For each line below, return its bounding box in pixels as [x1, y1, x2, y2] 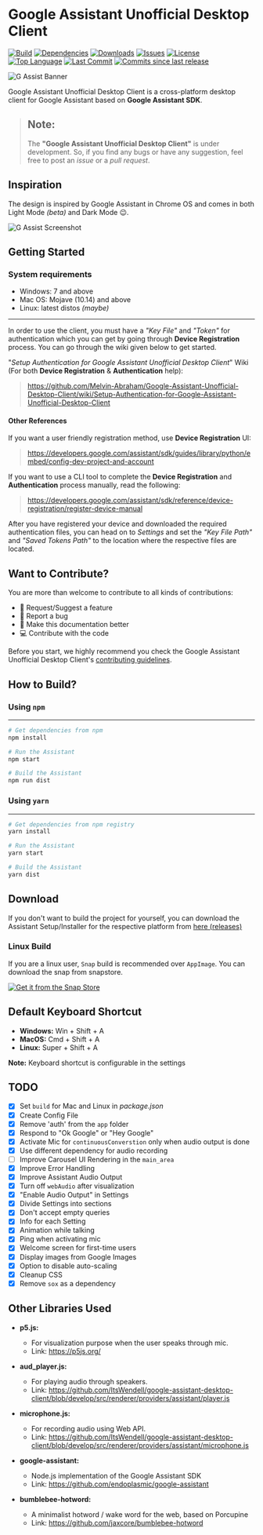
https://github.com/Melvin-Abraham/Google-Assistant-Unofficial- [27, 381, 239, 391]
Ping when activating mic [19, 1234, 101, 1244]
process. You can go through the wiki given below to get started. [8, 343, 217, 352]
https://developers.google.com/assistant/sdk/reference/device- [27, 496, 233, 505]
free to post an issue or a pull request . [27, 155, 150, 165]
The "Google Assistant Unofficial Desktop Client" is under [27, 139, 220, 148]
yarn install [8, 828, 51, 836]
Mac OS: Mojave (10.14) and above [19, 295, 131, 304]
